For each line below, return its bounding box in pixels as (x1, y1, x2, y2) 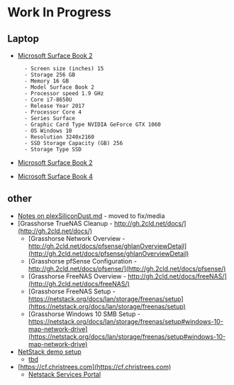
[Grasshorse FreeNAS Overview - (28, 271, 126, 281)
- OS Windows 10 (24, 127, 72, 134)
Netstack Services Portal (28, 370, 101, 379)
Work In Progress (7, 4, 111, 21)
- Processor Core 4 (24, 109, 82, 116)
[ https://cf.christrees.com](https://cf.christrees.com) (17, 362, 172, 371)
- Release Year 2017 (24, 102, 85, 109)
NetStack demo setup (17, 347, 82, 356)
